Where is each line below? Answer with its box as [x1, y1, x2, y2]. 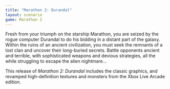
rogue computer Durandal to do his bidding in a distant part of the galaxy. [5, 36, 160, 42]
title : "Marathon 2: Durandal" [5, 7, 72, 13]
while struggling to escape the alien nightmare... [5, 58, 107, 64]
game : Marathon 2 [5, 17, 42, 22]
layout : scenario [5, 12, 42, 17]
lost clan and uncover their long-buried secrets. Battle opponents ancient [5, 47, 160, 54]
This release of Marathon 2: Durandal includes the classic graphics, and [5, 68, 158, 74]
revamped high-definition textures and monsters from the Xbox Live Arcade [5, 74, 165, 80]
